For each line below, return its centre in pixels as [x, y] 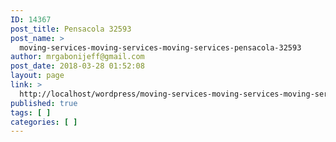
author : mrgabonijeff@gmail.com [77, 57]
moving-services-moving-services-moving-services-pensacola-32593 [160, 47]
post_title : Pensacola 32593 [71, 29]
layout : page [37, 76]
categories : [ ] [44, 122]
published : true [44, 103]
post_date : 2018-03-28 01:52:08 [77, 66]
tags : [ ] [31, 112]
